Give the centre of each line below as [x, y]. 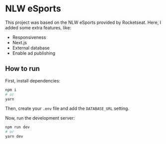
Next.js [20, 42]
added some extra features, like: [38, 27]
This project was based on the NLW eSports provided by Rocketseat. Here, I [83, 22]
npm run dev [17, 127]
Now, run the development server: [40, 118]
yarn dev [14, 137]
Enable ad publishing [34, 53]
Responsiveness [29, 37]
